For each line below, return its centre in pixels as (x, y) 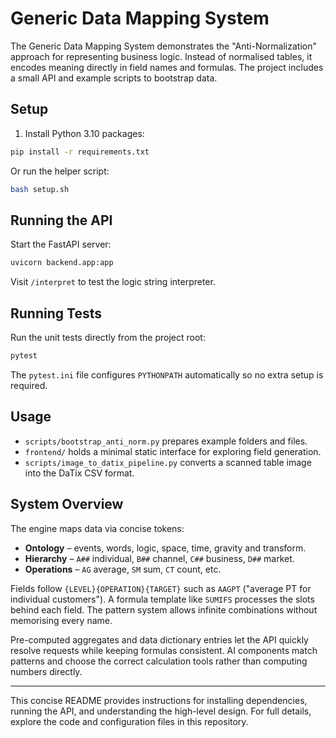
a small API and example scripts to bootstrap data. (114, 78)
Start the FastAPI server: (61, 244)
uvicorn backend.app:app (62, 263)
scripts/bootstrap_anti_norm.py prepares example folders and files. (166, 441)
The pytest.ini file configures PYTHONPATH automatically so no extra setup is (167, 374)
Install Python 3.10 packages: (84, 133)
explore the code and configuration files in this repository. (129, 721)
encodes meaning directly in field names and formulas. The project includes (167, 67)
